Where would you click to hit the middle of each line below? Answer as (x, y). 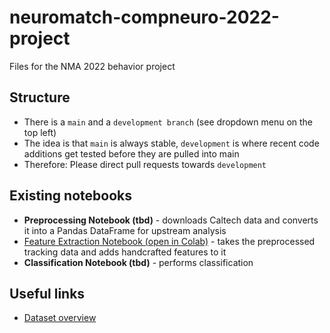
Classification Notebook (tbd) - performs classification (138, 262)
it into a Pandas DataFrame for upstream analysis (125, 230)
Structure (40, 97)
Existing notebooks (70, 196)
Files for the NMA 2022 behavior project (92, 66)
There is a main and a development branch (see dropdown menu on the (168, 122)
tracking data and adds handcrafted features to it (125, 252)
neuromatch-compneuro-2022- (144, 17)
